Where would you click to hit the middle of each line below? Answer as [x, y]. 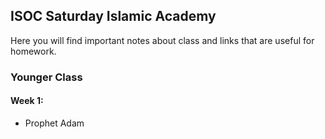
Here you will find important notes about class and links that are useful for [162, 40]
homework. [33, 51]
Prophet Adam [54, 123]
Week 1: [27, 101]
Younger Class [46, 77]
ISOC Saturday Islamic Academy [113, 16]
